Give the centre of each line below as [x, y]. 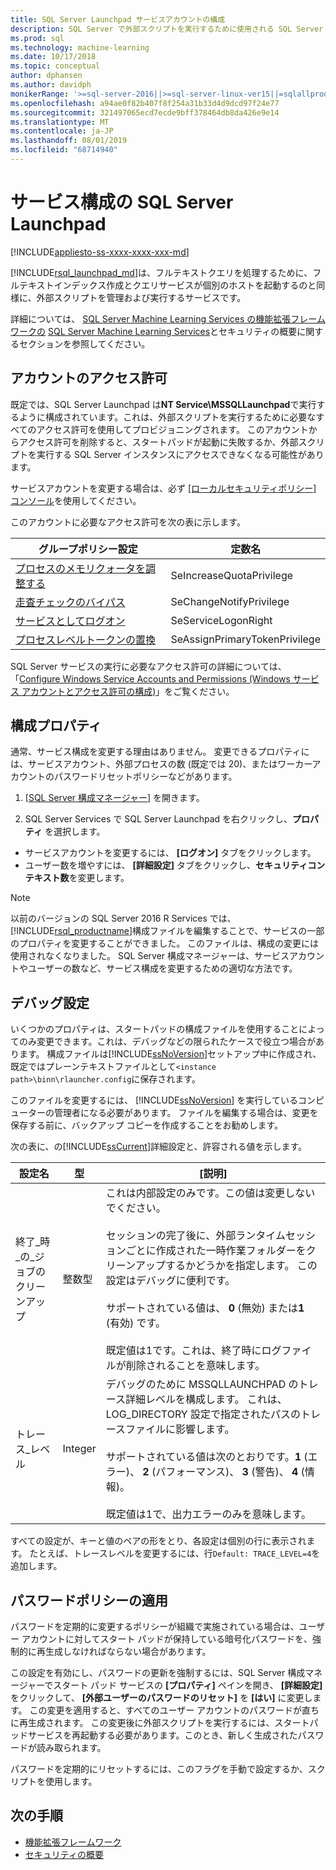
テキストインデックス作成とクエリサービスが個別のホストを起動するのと [167, 285]
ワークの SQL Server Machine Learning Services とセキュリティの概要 [154, 331]
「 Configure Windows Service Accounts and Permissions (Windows [150, 678]
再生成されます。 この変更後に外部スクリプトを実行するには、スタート [164, 1723]
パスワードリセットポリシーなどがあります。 [145, 777]
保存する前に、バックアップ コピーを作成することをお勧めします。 [147, 1125]
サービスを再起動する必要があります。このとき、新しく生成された [162, 1735]
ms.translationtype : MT [60, 122]
